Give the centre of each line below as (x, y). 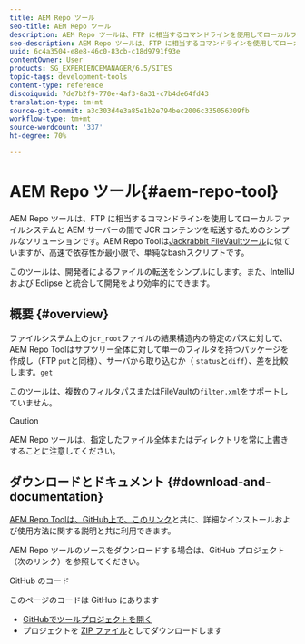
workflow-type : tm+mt (50, 119)
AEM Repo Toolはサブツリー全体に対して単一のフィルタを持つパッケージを (149, 349)
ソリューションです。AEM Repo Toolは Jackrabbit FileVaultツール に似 (154, 240)
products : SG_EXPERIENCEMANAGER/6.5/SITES (91, 69)
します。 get (31, 372)
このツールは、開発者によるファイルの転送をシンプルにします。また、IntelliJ (152, 271)
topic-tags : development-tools (69, 77)
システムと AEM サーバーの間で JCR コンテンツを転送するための (145, 229)
